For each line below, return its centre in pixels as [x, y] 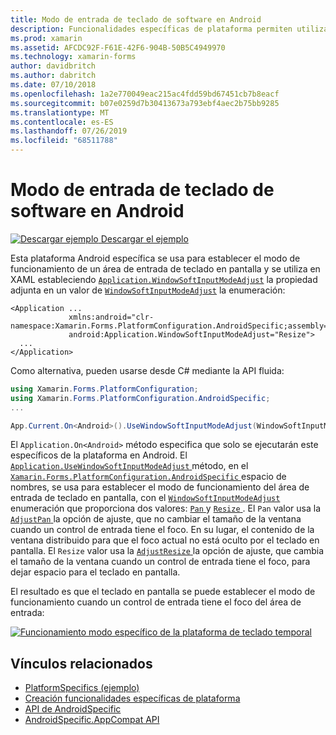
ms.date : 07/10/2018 [53, 85]
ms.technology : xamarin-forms [73, 57]
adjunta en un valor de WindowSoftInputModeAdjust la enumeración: [148, 290]
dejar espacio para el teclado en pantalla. [95, 572]
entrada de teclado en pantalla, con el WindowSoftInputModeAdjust [145, 498]
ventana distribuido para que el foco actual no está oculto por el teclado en [165, 540]
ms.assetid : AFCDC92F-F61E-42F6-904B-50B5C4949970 [118, 47]
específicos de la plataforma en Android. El [99, 455]
